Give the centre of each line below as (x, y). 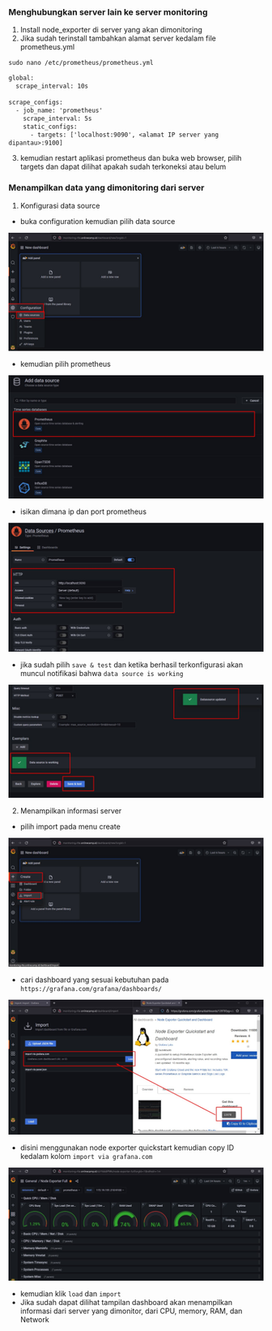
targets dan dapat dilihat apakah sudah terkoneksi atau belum (123, 167)
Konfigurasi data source (60, 205)
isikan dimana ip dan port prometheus (83, 512)
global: (21, 78)
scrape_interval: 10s (52, 86)
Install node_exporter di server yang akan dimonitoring (111, 30)
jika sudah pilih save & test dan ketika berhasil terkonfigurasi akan (132, 665)
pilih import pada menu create (70, 826)
